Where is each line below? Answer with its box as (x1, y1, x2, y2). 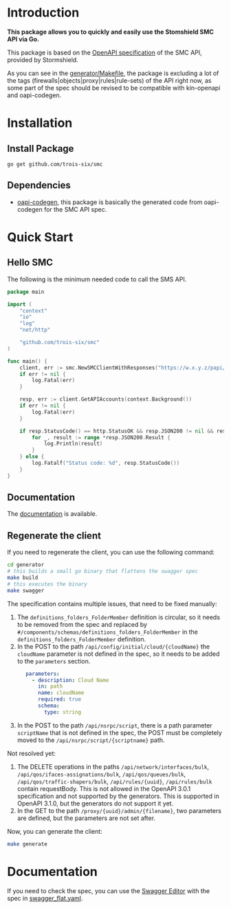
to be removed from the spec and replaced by (16, 620, 148, 628)
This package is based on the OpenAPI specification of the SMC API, (7, 48, 203, 57)
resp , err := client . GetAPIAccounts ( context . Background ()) (19, 396, 192, 403)
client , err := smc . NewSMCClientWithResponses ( (19, 364, 158, 371)
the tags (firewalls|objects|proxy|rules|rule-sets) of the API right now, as (7, 76, 212, 84)
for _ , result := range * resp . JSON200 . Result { (32, 434, 170, 441)
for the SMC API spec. (43, 205, 107, 213)
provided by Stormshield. (7, 55, 79, 63)
